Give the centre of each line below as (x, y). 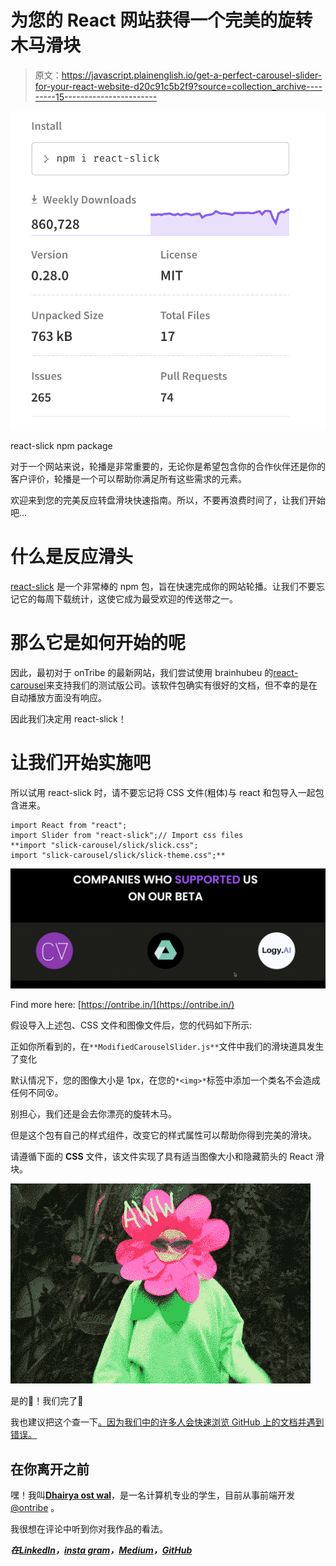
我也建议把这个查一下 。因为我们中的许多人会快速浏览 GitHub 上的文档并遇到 (167, 1422)
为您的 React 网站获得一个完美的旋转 (161, 20)
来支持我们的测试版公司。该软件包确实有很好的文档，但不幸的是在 (181, 685)
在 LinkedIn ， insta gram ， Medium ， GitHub (101, 1550)
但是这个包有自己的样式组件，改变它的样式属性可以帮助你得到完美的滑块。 (163, 1135)
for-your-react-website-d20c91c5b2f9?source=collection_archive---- (178, 86)
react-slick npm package (61, 445)
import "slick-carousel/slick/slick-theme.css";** (118, 855)
